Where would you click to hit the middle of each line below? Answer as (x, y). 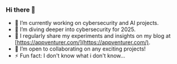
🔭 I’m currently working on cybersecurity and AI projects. (87, 23)
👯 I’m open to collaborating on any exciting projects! (80, 49)
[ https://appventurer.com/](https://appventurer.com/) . (82, 43)
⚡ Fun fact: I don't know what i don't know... (70, 56)
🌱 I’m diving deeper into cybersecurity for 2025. (75, 29)
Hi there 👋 (21, 10)
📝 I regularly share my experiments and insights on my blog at (92, 36)
